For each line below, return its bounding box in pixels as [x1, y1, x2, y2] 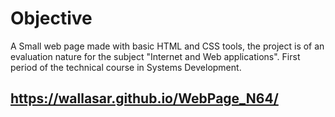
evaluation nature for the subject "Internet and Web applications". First [10, 50, 301, 62]
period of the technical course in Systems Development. [10, 61, 242, 73]
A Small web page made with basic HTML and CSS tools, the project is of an [10, 40, 325, 52]
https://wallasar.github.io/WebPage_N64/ [10, 90, 279, 107]
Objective [10, 7, 93, 30]
